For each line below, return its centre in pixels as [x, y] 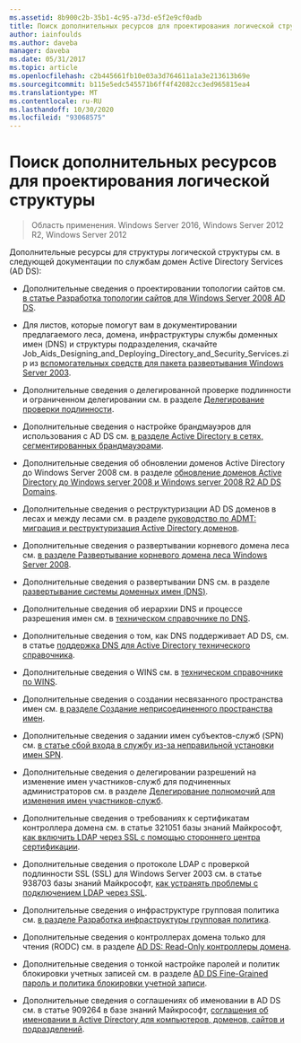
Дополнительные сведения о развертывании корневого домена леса [155, 546]
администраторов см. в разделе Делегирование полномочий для [149, 792]
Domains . [40, 492]
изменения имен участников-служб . [93, 801]
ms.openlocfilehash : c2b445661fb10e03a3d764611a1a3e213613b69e [130, 76]
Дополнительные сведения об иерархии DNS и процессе [133, 609]
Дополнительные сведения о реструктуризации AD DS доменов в [149, 509]
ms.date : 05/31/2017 [48, 59]
